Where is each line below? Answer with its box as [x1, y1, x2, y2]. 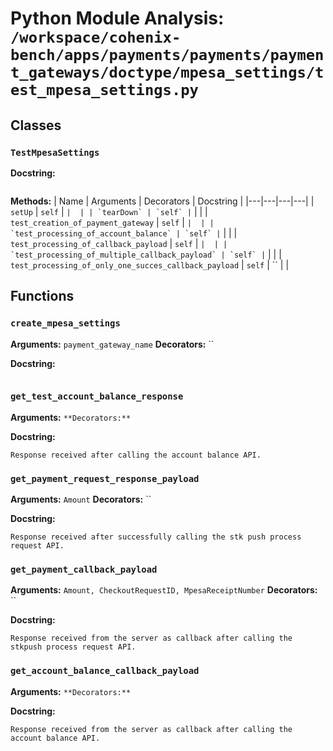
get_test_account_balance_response [10, 391, 184, 402]
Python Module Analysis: [10, 7, 225, 30]
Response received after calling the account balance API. [10, 450, 262, 460]
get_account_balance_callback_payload [10, 665, 200, 677]
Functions [10, 288, 75, 305]
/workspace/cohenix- [10, 28, 182, 47]
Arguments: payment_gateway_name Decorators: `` [10, 338, 215, 350]
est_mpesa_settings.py [10, 81, 199, 100]
